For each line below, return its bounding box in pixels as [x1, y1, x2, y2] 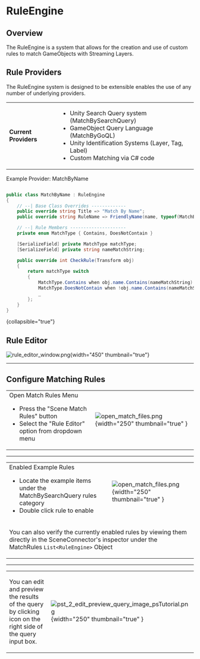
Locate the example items [19, 476, 91, 485]
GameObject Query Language [69, 124, 154, 132]
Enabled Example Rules [9, 463, 75, 472]
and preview [9, 585, 44, 593]
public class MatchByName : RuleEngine [6, 192, 105, 198]
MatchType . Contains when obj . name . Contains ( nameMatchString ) [37, 279, 193, 286]
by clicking [9, 608, 40, 616]
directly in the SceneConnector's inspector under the [9, 535, 158, 544]
